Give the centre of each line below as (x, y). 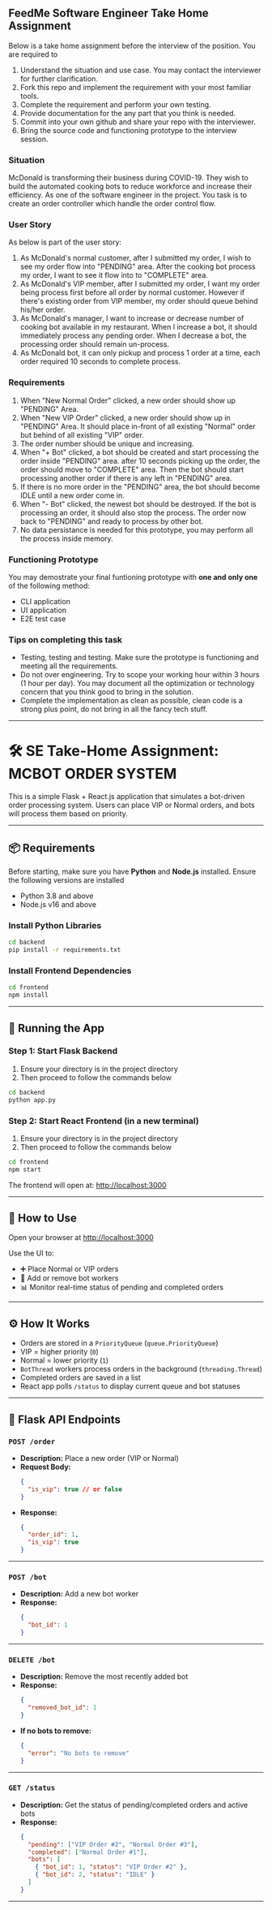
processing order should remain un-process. (95, 344)
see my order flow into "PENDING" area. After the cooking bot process (138, 266)
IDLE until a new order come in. (72, 495)
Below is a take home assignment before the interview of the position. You (132, 45)
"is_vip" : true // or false (75, 1489)
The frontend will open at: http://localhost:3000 (88, 1185)
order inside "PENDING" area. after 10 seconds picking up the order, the (140, 460)
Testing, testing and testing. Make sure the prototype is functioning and (139, 658)
